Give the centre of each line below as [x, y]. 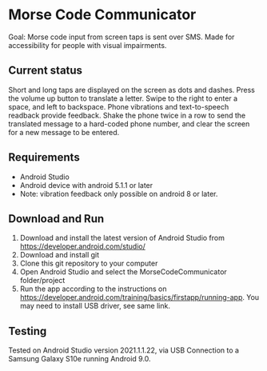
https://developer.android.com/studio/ [82, 246]
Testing [28, 331]
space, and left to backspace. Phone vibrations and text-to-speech [119, 106]
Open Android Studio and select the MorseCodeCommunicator [124, 272]
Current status [45, 71]
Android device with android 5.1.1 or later [86, 185]
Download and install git [60, 255]
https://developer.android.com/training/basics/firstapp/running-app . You [139, 297]
